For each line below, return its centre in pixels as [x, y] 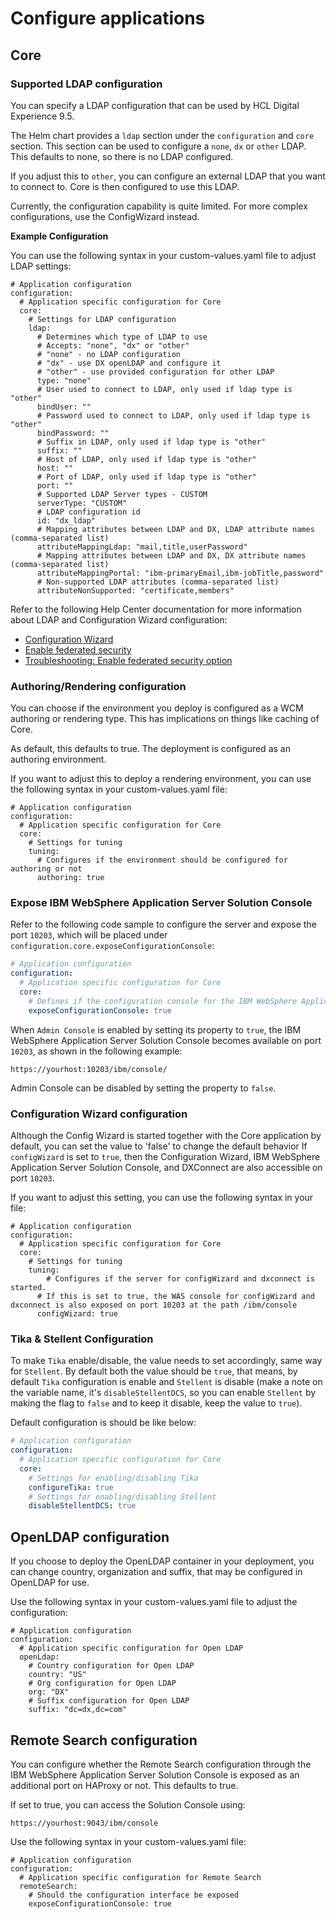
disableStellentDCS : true [82, 1506]
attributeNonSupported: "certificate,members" [135, 590]
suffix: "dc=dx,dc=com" [78, 1710]
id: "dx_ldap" [66, 520]
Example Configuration [59, 236]
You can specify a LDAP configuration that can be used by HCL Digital [155, 105]
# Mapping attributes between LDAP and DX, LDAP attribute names [175, 529]
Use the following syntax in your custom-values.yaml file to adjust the [154, 1602]
